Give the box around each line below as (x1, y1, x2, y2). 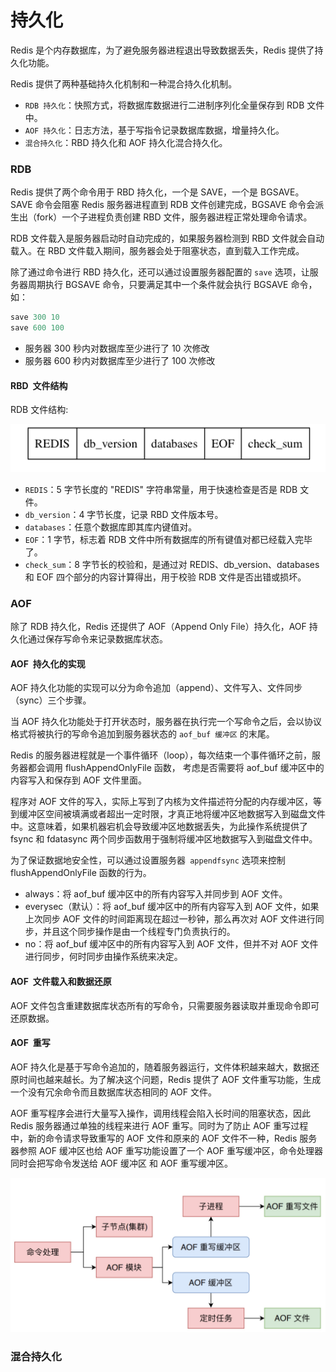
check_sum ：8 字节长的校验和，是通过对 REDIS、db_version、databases (24, 558, 320, 570)
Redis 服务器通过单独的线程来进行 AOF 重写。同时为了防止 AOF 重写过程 (10, 1119, 309, 1131)
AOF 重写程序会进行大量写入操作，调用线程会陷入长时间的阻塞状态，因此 (10, 1107, 312, 1119)
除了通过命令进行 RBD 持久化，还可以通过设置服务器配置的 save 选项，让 (10, 266, 310, 278)
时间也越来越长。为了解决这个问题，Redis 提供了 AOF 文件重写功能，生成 (18, 1073, 322, 1085)
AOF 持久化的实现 (10, 657, 86, 670)
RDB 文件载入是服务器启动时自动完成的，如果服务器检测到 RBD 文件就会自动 (10, 232, 325, 245)
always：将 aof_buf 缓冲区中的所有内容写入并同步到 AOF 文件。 (24, 888, 288, 900)
